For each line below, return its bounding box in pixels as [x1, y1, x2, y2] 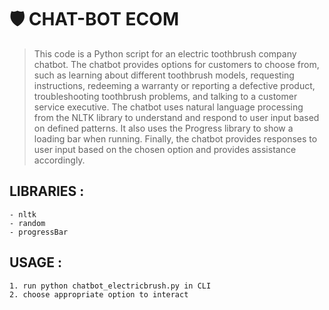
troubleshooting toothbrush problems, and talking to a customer [33, 90, 298, 102]
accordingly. [33, 154, 86, 166]
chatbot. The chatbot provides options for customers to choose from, [33, 58, 320, 70]
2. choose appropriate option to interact [9, 289, 189, 300]
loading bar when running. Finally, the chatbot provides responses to [33, 132, 318, 145]
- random [9, 218, 46, 228]
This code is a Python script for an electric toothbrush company [33, 47, 297, 60]
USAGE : [9, 254, 63, 271]
